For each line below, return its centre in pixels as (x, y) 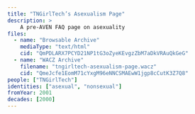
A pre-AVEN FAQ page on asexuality (73, 27)
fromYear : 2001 (30, 93)
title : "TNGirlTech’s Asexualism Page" (66, 14)
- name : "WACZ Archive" (49, 60)
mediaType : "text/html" (55, 47)
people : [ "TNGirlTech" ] (43, 80)
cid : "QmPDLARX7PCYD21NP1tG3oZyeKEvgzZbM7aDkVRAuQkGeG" (105, 54)
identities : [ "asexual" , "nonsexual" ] (65, 86)
